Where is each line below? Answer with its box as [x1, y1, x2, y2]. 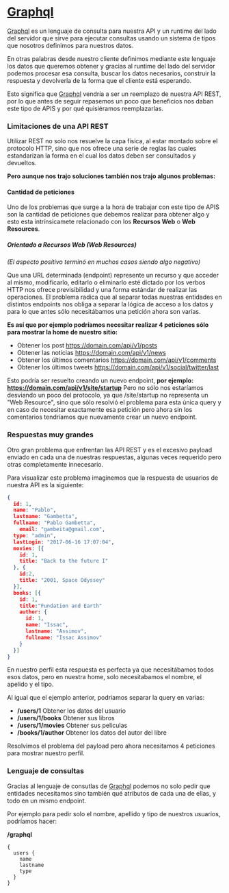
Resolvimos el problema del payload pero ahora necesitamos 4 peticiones [7, 742, 215, 750]
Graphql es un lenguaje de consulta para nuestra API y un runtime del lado [7, 27, 217, 35]
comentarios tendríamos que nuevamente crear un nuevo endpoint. [7, 413, 198, 421]
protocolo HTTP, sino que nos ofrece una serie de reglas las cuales [7, 145, 197, 153]
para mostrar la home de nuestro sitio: [7, 328, 118, 337]
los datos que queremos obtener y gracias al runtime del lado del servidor [7, 62, 215, 70]
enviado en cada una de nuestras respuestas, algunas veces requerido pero [7, 453, 221, 461]
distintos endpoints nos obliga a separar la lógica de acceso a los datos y [7, 300, 214, 308]
